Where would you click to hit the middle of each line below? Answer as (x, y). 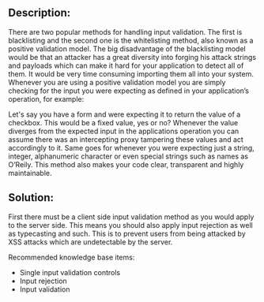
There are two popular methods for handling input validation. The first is (125, 32)
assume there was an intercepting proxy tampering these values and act (126, 139)
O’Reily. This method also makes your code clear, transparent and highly (126, 164)
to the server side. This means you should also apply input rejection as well (130, 225)
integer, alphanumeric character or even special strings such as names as (128, 156)
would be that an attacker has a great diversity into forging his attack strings (132, 57)
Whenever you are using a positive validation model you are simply (117, 82)
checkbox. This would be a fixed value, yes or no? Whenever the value (123, 122)
